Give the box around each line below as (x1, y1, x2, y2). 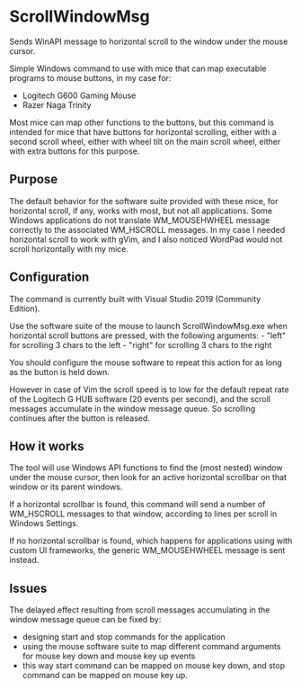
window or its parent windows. (9, 481, 123, 492)
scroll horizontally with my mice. (9, 243, 128, 254)
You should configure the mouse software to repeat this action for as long (9, 357, 283, 368)
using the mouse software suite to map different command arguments (22, 641, 281, 652)
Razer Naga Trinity (22, 99, 92, 110)
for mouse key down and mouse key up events (22, 650, 196, 662)
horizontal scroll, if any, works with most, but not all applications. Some (9, 205, 272, 216)
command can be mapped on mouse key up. (22, 670, 189, 681)
